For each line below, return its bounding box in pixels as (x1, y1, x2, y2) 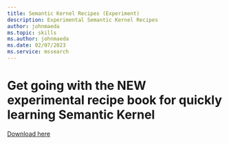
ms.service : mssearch (7, 49, 69, 56)
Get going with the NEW (7, 78, 146, 93)
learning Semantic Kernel (7, 107, 155, 123)
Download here (7, 130, 50, 138)
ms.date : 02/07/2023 (7, 42, 67, 49)
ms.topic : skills (7, 29, 57, 36)
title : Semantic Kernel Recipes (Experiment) (7, 10, 140, 17)
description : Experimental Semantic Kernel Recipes (7, 16, 158, 23)
